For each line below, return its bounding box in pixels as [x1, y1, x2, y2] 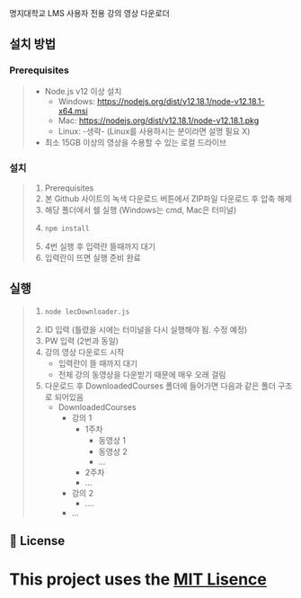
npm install [44, 224, 90, 233]
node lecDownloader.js [44, 307, 130, 317]
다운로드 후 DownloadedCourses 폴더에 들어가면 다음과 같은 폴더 [44, 380, 277, 391]
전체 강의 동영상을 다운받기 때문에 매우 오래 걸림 [58, 369, 226, 379]
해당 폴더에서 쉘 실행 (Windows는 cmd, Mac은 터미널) [44, 204, 237, 215]
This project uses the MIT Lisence [9, 569, 267, 590]
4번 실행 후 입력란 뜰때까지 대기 [44, 241, 155, 252]
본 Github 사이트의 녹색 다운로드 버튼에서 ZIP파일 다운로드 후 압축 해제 [44, 192, 292, 204]
